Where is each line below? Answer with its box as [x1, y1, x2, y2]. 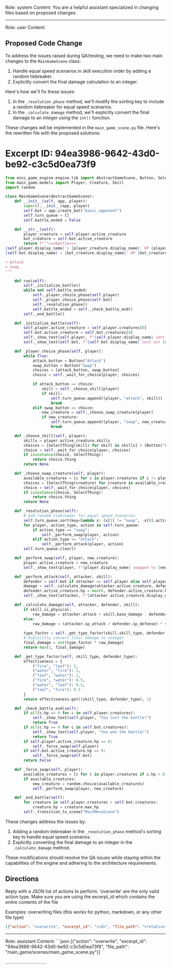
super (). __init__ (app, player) [23, 204, 90, 209]
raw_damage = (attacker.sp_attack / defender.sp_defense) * [32, 621, 163, 626]
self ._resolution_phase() [32, 302, 88, 307]
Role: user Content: [5, 24, 46, 30]
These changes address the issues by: [5, 818, 87, 824]
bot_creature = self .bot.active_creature [23, 236, 113, 241]
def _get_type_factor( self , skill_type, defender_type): [14, 654, 138, 659]
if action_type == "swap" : [32, 527, 90, 532]
